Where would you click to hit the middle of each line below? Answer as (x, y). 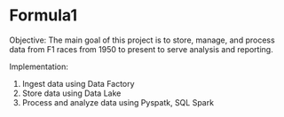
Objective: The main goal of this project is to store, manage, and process (142, 40)
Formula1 (43, 16)
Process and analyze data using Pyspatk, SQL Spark (118, 102)
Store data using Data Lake (71, 93)
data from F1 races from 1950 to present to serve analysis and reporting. (141, 49)
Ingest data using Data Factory (78, 83)
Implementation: (39, 66)
